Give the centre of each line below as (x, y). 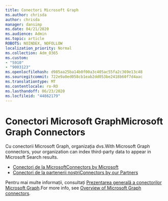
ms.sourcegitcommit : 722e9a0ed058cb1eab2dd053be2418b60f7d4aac (74, 77)
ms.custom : (17, 58)
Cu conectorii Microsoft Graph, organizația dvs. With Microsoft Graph (78, 146)
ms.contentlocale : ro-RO (32, 86)
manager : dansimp (24, 24)
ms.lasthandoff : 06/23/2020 (35, 91)
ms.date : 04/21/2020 (27, 29)
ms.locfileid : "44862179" (33, 96)
